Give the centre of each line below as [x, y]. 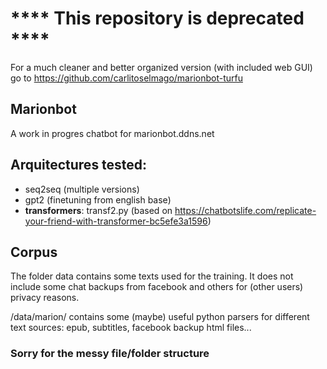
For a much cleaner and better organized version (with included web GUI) [161, 67]
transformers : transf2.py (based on [98, 210]
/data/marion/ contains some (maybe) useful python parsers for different [160, 317]
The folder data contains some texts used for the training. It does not [152, 276]
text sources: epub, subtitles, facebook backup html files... [131, 328]
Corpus [34, 252]
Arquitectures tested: [79, 165]
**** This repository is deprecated [157, 18]
